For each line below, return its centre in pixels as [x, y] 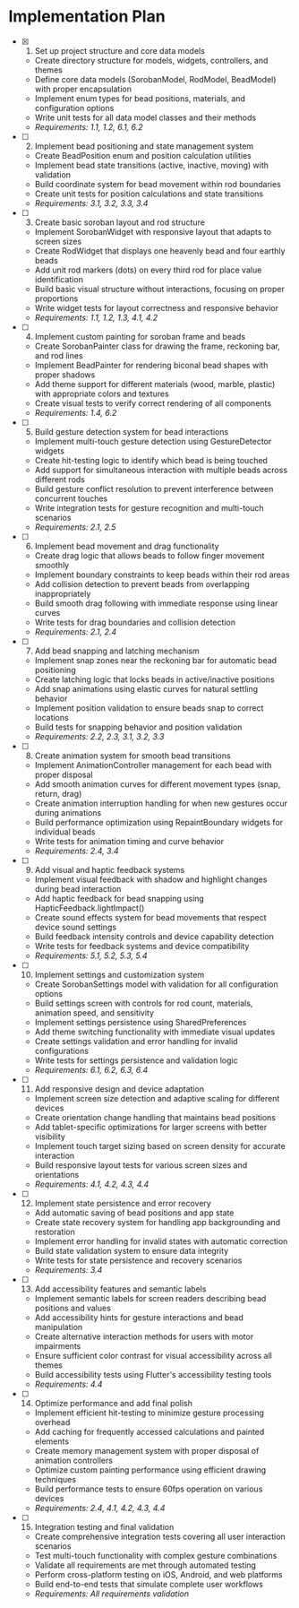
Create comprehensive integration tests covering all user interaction [160, 1536]
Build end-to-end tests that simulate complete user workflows [149, 1584]
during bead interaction [78, 888]
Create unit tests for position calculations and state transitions [149, 194]
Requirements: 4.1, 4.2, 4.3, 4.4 [92, 1184]
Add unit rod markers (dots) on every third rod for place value [148, 270]
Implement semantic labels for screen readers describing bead [150, 1298]
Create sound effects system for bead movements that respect [150, 917]
